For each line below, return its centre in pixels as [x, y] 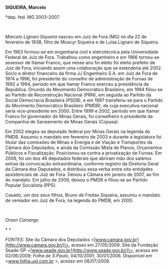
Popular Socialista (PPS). [31, 185]
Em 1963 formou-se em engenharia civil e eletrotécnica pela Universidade [82, 52]
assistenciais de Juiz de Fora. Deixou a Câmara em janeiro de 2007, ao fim [82, 174]
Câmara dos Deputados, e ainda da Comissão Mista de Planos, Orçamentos [84, 148]
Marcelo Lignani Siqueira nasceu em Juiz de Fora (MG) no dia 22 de [76, 37]
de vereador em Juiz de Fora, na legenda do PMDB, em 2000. [69, 200]
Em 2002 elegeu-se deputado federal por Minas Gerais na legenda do [78, 131]
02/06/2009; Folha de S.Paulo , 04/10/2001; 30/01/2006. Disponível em [79, 256]
